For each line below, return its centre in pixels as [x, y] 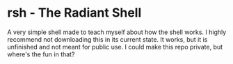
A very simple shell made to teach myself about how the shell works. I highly [117, 32]
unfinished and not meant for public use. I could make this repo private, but [115, 47]
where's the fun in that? [41, 54]
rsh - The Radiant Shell [74, 13]
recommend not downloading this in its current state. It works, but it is [107, 39]
